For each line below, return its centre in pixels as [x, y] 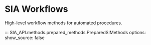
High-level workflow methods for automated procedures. [63, 23]
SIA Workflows [36, 9]
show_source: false [25, 38]
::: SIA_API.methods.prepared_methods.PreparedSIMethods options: [75, 32]
